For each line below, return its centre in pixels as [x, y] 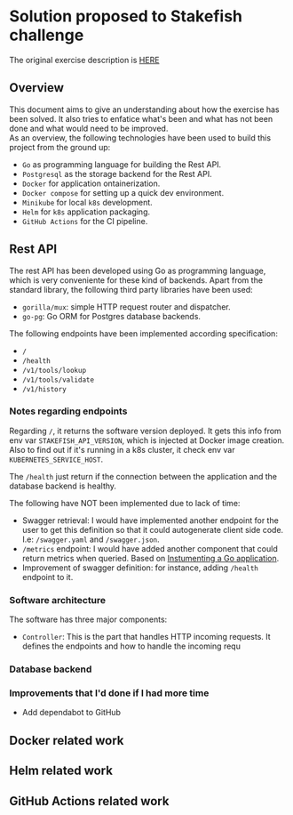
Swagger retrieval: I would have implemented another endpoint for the [150, 520]
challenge [47, 35]
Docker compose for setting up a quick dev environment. [123, 192]
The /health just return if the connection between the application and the [143, 476]
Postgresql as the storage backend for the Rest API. [117, 173]
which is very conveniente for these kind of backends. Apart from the [136, 280]
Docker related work [67, 740]
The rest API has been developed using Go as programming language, [138, 270]
